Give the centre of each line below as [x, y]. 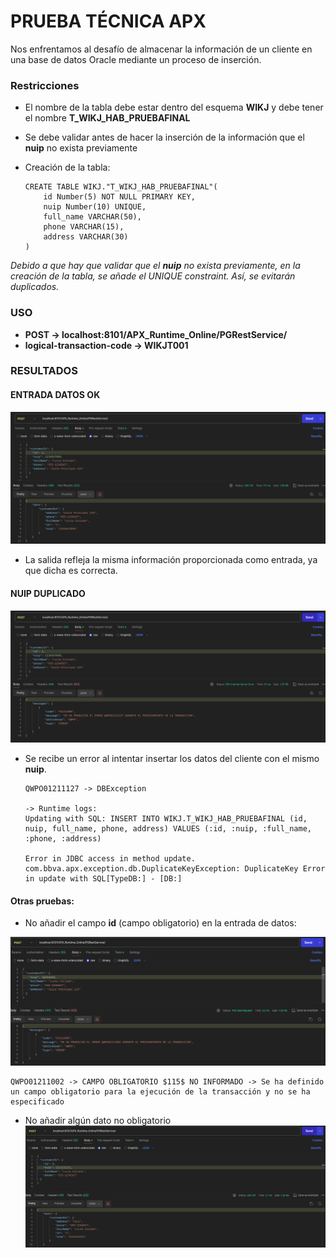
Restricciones [45, 85]
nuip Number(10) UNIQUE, [95, 207]
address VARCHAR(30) [86, 237]
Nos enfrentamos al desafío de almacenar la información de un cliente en [161, 49]
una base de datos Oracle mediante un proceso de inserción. [136, 59]
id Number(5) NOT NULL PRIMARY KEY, [119, 197]
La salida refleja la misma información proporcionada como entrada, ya [171, 560]
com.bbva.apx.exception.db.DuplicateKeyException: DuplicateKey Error [175, 869]
